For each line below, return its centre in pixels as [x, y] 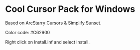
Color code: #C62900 [28, 32]
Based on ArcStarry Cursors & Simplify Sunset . [53, 23]
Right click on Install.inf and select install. [47, 42]
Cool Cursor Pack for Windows [70, 9]
